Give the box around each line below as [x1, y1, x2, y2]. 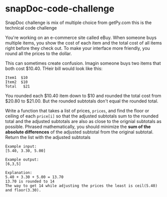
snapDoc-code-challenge [5, 3, 114, 14]
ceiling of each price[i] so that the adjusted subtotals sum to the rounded [5, 113, 158, 119]
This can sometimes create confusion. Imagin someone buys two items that [5, 60, 161, 66]
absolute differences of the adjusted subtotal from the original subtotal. [5, 128, 153, 135]
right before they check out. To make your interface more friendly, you [5, 45, 150, 51]
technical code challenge [5, 24, 57, 30]
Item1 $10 [5, 75, 28, 80]
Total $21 [5, 83, 30, 89]
